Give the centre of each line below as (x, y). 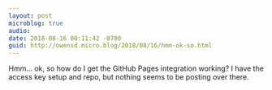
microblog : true (36, 23)
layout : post (30, 16)
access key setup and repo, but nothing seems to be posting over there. (129, 77)
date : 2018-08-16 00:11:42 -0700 (65, 38)
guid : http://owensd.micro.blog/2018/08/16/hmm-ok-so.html (110, 46)
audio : (19, 31)
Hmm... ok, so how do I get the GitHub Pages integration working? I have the (136, 68)
